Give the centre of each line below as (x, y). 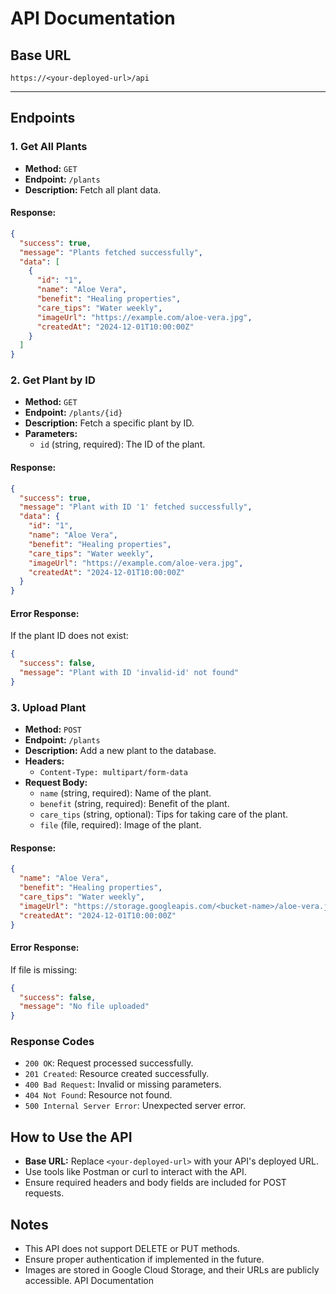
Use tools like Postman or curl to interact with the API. (135, 1172)
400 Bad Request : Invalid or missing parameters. (123, 1084)
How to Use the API (71, 1137)
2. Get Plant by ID (53, 380)
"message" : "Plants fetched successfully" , (111, 252)
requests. (44, 1193)
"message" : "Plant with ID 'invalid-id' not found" (129, 673)
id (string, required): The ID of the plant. (122, 444)
